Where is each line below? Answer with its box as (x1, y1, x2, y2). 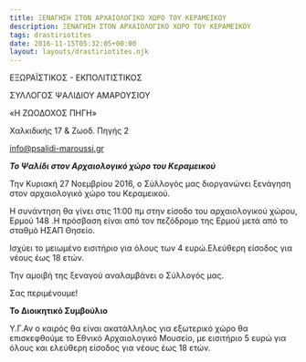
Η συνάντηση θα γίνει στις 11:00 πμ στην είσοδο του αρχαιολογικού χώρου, (9, 206, 298, 217)
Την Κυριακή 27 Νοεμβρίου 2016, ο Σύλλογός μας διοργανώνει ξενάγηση (9, 179, 291, 190)
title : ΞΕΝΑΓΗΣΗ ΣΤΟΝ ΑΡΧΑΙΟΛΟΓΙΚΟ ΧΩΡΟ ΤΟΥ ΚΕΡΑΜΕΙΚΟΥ (9, 13, 227, 23)
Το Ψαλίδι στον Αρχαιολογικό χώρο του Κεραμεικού (9, 160, 216, 171)
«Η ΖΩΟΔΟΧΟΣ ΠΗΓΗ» (9, 108, 98, 119)
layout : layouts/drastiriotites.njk (9, 47, 149, 57)
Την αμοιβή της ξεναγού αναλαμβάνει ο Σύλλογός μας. (9, 270, 225, 281)
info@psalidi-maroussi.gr (9, 143, 105, 154)
